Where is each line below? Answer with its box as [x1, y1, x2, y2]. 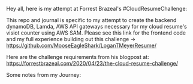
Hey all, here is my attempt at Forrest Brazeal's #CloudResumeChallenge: [6, 5, 188, 12]
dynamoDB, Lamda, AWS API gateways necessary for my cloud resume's [6, 23, 187, 30]
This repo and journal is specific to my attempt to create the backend [6, 17, 177, 23]
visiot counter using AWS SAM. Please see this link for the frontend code [6, 29, 186, 36]
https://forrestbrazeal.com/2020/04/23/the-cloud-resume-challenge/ [6, 60, 179, 67]
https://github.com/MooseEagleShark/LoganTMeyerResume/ [6, 42, 157, 49]
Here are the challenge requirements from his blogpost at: [6, 54, 149, 60]
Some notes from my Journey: [6, 71, 82, 78]
